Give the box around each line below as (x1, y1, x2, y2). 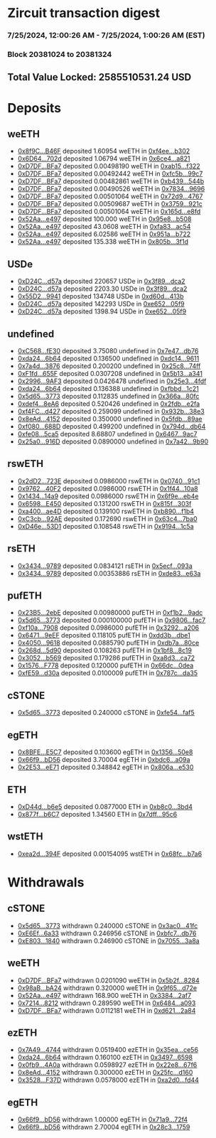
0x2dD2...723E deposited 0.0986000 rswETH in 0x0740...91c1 (17, 476, 200, 485)
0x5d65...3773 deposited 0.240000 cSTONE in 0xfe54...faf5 (17, 709, 195, 717)
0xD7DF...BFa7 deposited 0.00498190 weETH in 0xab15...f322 (17, 162, 200, 171)
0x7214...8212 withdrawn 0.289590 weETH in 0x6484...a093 (17, 999, 196, 1007)
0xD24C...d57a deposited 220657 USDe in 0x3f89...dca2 (17, 277, 186, 286)
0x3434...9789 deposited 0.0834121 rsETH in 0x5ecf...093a (17, 562, 193, 570)
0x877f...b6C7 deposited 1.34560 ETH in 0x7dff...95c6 (17, 810, 178, 818)
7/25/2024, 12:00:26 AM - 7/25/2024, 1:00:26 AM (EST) (7, 31, 205, 41)
